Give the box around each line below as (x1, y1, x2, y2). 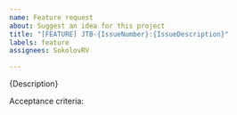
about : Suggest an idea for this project (9, 21, 166, 30)
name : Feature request (9, 12, 94, 22)
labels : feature (9, 37, 69, 47)
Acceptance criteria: (9, 95, 85, 107)
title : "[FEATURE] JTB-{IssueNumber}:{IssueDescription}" (9, 29, 229, 38)
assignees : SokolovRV (9, 46, 90, 55)
